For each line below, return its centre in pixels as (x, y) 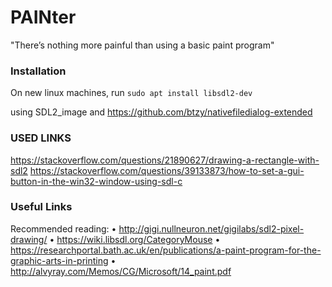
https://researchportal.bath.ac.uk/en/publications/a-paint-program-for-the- (166, 250)
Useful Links (41, 207)
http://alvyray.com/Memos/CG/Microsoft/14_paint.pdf (121, 271)
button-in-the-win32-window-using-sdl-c (96, 181)
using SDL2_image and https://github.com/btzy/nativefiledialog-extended (161, 112)
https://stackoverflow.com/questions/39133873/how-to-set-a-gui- (167, 170)
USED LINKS (41, 138)
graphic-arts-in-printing (59, 260)
